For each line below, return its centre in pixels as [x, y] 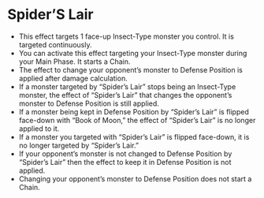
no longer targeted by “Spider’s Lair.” [79, 145]
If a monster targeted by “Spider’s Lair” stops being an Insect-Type [127, 86]
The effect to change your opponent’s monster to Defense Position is [131, 69]
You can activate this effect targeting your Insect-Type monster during [133, 53]
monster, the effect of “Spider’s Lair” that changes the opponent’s [125, 95]
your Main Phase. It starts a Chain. [74, 62]
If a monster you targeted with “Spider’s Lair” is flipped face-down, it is [134, 136]
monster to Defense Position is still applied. [89, 103]
